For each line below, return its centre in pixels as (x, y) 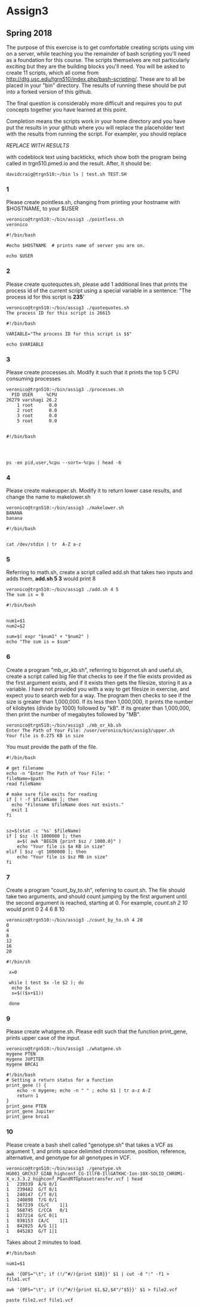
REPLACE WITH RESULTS (38, 145)
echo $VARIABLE (25, 344)
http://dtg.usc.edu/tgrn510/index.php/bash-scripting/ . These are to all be (96, 79)
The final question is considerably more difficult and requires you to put (94, 103)
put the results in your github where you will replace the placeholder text (95, 127)
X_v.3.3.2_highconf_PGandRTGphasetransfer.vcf (65, 1179)
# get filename (25, 768)
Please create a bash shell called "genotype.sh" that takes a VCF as (90, 1145)
